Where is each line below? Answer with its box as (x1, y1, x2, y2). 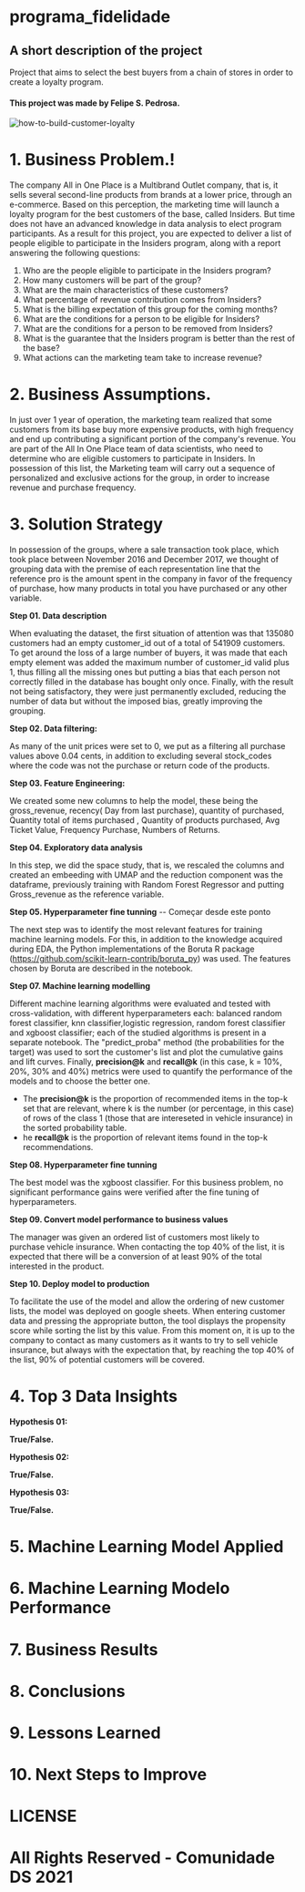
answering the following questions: (9, 248, 141, 259)
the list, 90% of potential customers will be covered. (9, 1354, 205, 1365)
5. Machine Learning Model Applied (9, 1537, 284, 1558)
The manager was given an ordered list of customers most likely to (9, 1232, 259, 1243)
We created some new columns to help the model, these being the (9, 796, 259, 807)
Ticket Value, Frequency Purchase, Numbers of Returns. (9, 825, 220, 836)
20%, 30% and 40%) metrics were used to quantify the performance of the (9, 1066, 293, 1077)
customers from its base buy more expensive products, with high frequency (9, 424, 294, 435)
